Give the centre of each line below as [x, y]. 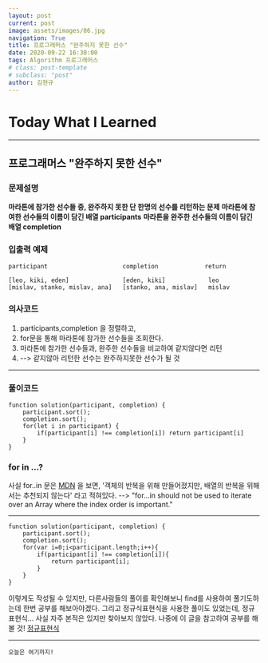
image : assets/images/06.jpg [57, 30]
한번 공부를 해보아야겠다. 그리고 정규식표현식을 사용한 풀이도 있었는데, [132, 609]
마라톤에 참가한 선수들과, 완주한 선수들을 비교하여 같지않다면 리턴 [121, 347]
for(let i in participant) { [71, 427]
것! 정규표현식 [38, 629]
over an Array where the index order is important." [91, 505]
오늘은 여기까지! [31, 653]
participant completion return [117, 267]
